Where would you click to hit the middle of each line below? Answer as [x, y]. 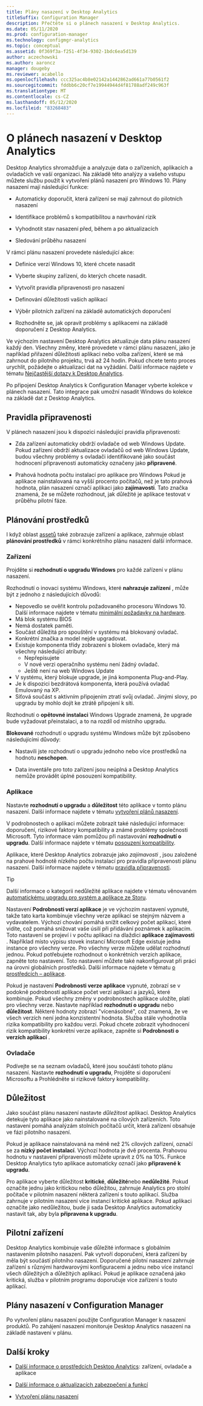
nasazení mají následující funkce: [48, 187]
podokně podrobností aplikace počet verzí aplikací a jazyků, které [88, 992]
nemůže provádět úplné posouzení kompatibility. [76, 776]
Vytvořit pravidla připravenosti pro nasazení [70, 288]
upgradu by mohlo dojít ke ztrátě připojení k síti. [75, 703]
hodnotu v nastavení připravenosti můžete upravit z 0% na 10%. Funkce [96, 1157]
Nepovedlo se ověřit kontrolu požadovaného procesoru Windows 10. [100, 606]
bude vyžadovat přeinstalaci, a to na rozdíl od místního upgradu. [86, 721]
